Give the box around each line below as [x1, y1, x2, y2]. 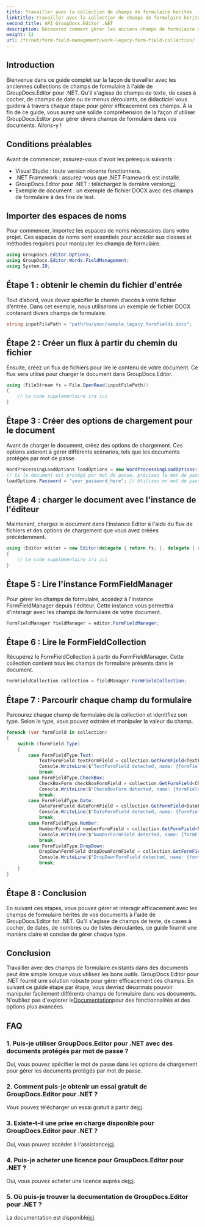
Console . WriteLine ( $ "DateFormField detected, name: [38, 809, 173, 815]
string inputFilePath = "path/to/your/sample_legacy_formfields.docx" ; [6, 321, 192, 327]
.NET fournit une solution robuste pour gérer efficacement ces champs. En [6, 977, 194, 985]
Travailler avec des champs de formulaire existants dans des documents [6, 964, 189, 971]
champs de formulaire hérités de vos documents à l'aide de [6, 911, 156, 918]
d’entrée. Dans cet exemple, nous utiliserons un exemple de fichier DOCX [6, 303, 191, 310]
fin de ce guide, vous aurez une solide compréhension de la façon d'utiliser [6, 108, 196, 116]
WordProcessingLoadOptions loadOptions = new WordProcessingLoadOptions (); [6, 466, 203, 472]
